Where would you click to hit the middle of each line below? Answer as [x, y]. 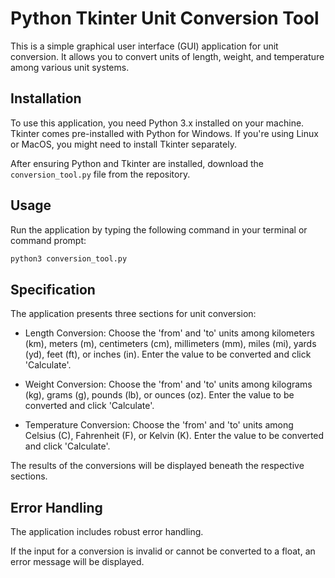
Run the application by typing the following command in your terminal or [159, 229]
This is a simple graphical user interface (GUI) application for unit [144, 46]
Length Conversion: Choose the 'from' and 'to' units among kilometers [169, 333]
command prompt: [48, 240]
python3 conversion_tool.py [69, 258]
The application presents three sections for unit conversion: [133, 314]
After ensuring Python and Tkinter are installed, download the [137, 163]
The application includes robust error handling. [107, 532]
